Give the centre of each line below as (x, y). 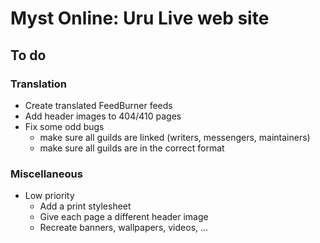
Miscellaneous (46, 174)
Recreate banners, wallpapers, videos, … (124, 228)
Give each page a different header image (124, 217)
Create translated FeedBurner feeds (98, 105)
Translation (38, 84)
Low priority (49, 196)
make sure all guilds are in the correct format (132, 148)
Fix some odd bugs (64, 126)
